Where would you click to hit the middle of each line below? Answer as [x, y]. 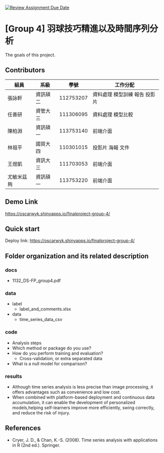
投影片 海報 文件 [111, 148]
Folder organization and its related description [77, 256]
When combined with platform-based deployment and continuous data [83, 397]
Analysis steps [27, 343]
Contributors [25, 70]
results [14, 376]
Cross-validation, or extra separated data [61, 358]
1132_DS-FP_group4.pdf [36, 280]
